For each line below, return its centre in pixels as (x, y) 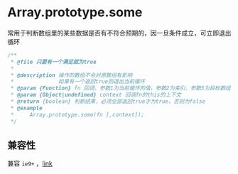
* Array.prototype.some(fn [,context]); (77, 114)
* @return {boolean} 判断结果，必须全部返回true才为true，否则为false (108, 102)
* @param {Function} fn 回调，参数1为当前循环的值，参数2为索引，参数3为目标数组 (120, 88)
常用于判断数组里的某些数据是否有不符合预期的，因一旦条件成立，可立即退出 (119, 33)
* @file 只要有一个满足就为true (54, 62)
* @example (26, 108)
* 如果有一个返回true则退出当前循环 (78, 82)
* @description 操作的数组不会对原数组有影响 (71, 75)
